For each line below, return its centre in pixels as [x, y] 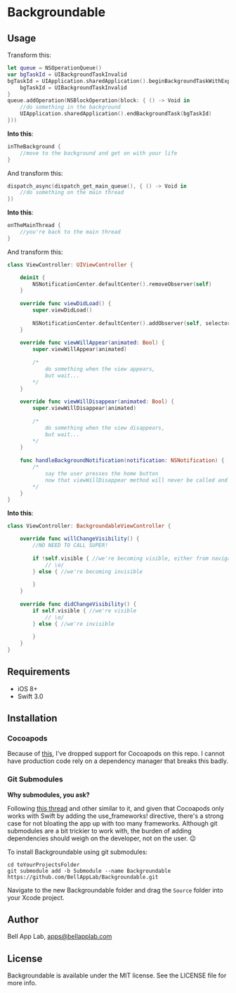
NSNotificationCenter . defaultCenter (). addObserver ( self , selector [132, 323]
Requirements [39, 672]
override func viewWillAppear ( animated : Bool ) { [92, 343]
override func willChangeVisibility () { [80, 539]
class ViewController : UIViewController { [70, 264]
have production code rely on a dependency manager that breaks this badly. [118, 761]
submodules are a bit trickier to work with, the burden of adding [99, 831]
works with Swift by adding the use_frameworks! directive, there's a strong [116, 816]
